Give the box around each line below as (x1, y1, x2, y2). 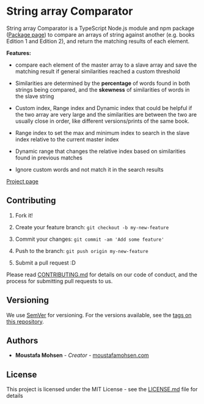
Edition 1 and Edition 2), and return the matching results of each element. (6, 37, 190, 45)
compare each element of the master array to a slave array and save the (15, 61, 197, 68)
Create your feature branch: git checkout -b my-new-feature (15, 223, 169, 230)
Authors (6, 335, 38, 346)
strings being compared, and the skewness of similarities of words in (15, 86, 190, 93)
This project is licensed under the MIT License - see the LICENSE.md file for (6, 386, 198, 393)
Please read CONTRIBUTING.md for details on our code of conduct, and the (6, 271, 197, 278)
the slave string (15, 92, 54, 100)
